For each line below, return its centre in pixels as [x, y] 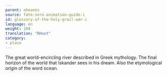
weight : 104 [18, 29]
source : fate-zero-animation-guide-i [45, 15]
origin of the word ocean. [32, 68]
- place [13, 43]
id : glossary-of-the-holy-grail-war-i [46, 19]
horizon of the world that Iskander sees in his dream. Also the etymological [84, 63]
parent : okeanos [22, 10]
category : [16, 39]
